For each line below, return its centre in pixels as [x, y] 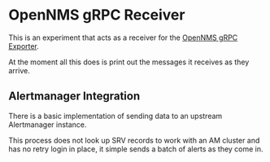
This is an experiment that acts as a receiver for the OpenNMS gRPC [123, 37]
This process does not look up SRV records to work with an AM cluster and [134, 140]
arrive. [19, 70]
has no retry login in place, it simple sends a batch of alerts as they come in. [136, 149]
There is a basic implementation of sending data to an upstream [115, 116]
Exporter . [24, 46]
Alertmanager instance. [48, 125]
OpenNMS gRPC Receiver [97, 15]
